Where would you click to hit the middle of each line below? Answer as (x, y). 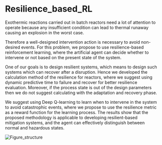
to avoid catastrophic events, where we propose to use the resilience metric (81, 107)
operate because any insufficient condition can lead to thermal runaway (77, 27)
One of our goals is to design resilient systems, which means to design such (81, 67)
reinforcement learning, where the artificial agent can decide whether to (77, 52)
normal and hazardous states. (35, 128)
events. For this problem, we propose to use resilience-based (82, 47)
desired (13, 47)
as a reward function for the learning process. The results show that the (77, 112)
